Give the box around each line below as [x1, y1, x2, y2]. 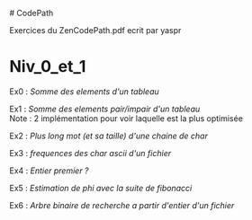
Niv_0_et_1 [9, 57, 86, 77]
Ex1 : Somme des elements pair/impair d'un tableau [9, 103, 201, 114]
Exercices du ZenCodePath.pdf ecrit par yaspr [9, 25, 182, 35]
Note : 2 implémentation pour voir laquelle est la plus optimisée [9, 112, 243, 124]
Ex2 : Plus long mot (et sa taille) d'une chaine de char [9, 130, 209, 141]
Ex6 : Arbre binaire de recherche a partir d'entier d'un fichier [9, 199, 235, 210]
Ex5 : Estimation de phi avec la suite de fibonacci [9, 182, 193, 193]
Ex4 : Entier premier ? [9, 165, 89, 176]
